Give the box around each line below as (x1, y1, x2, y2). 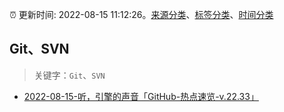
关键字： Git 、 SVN (33, 69, 106, 81)
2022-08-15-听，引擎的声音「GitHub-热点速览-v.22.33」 (23, 90, 259, 102)
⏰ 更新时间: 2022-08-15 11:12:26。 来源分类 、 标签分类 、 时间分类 (9, 9, 274, 20)
